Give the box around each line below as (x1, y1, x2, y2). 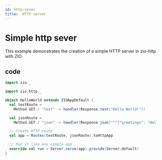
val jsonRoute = (9, 116, 42, 120)
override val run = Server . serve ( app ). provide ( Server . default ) (9, 146, 139, 151)
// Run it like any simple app (9, 142, 72, 147)
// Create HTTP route (9, 129, 53, 133)
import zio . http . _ (5, 89, 42, 94)
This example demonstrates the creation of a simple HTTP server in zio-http (5, 48, 156, 54)
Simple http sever (5, 32, 77, 44)
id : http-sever (5, 7, 36, 12)
